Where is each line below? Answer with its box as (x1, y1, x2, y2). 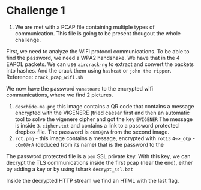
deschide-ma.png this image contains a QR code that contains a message (14, 102, 194, 110)
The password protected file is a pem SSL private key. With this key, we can (6, 152, 191, 159)
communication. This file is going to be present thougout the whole (14, 29, 181, 37)
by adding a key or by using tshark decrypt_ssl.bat (6, 165, 134, 173)
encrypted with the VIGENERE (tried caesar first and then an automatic (14, 109, 190, 116)
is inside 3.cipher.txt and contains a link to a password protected (14, 122, 179, 129)
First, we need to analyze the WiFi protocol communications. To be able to (6, 47, 190, 55)
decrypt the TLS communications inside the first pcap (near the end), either (6, 159, 193, 166)
